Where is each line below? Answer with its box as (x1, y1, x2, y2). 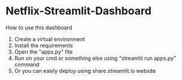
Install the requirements (14, 42, 73, 49)
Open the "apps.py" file (14, 48, 73, 55)
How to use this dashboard (5, 24, 73, 31)
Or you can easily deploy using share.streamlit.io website (14, 67, 156, 74)
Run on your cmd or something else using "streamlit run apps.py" (14, 54, 177, 61)
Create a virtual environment (14, 35, 85, 42)
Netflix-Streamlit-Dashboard (5, 4, 151, 18)
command (14, 61, 40, 68)
